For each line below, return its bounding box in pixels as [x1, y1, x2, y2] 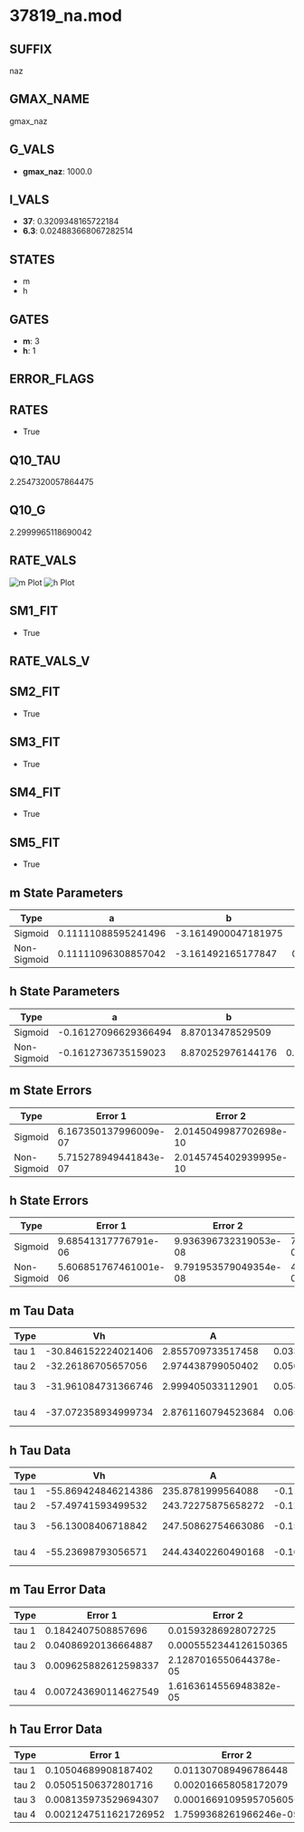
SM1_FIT [9, 603, 59, 619]
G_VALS [9, 142, 55, 157]
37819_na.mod [9, 5, 122, 26]
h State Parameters [9, 983, 120, 1000]
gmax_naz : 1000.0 [22, 166, 92, 176]
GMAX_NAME [9, 91, 90, 107]
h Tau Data [9, 1442, 71, 1457]
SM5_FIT [9, 834, 61, 850]
